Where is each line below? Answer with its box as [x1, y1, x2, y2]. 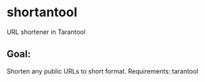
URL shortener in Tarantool [6, 28, 86, 36]
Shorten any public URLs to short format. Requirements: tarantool [6, 66, 199, 75]
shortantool [6, 4, 78, 20]
